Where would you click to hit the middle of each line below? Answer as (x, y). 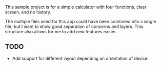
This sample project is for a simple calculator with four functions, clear (76, 7)
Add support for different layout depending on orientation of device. (80, 58)
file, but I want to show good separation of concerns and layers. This (74, 26)
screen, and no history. (28, 12)
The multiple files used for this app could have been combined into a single (80, 21)
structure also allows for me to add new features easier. (61, 32)
